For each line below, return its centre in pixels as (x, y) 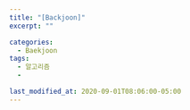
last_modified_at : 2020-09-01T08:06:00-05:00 (95, 91)
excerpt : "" (31, 26)
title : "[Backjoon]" (48, 17)
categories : (31, 42)
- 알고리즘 (34, 67)
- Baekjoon (37, 50)
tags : (19, 59)
